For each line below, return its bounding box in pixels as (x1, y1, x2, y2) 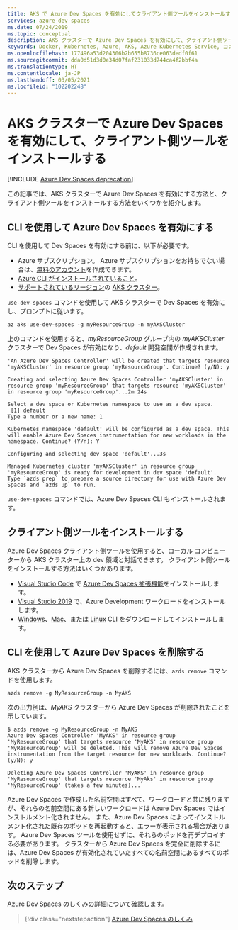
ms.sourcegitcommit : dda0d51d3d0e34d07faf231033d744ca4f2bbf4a (7, 57, 198, 64)
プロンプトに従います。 (19, 307, 88, 315)
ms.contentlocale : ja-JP (7, 69, 81, 77)
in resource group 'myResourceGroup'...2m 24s (7, 388, 147, 396)
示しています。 (7, 712, 51, 720)
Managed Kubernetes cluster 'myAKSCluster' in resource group (7, 463, 195, 470)
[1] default (10, 407, 46, 414)
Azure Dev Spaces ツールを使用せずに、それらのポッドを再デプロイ (21, 830, 220, 839)
